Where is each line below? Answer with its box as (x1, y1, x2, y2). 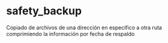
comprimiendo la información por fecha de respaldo (6, 30, 135, 37)
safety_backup (6, 4, 82, 18)
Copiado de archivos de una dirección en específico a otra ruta (6, 24, 162, 31)
